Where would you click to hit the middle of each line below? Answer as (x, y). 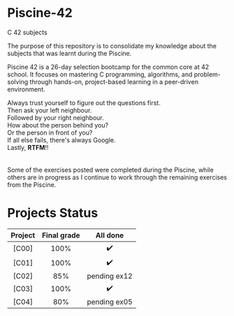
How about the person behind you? (58, 125)
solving (18, 81)
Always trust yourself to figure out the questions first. (84, 102)
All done (110, 235)
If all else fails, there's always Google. (61, 140)
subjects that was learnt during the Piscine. (70, 53)
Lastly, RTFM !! (28, 147)
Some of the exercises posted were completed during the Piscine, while (111, 170)
